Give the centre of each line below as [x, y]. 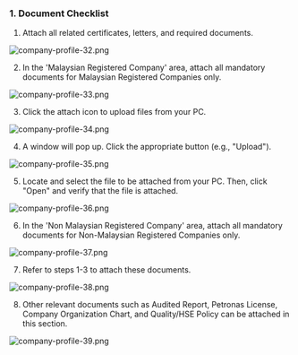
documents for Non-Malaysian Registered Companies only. [131, 235]
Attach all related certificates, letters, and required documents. [137, 33]
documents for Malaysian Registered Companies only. [122, 77]
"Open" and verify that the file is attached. [100, 191]
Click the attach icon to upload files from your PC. [114, 112]
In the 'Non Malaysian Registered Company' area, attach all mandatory [153, 226]
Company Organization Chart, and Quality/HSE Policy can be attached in [156, 314]
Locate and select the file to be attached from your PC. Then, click [145, 181]
